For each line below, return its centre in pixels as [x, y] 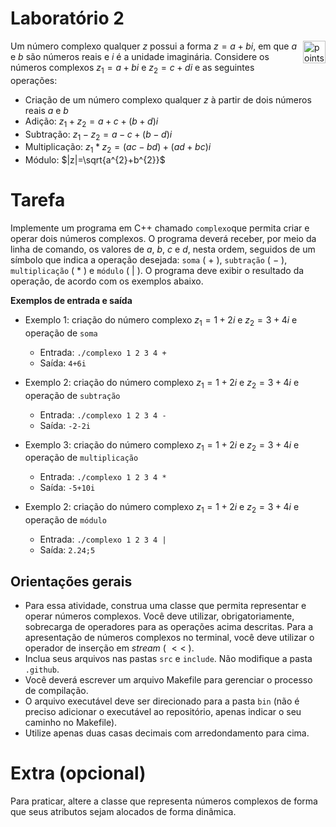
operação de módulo [66, 520]
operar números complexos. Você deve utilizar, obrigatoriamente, [159, 616]
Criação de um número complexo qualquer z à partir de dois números [168, 99]
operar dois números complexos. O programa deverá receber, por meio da [163, 239]
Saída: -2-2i [65, 425]
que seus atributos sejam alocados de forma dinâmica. [123, 811]
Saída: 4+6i [63, 363]
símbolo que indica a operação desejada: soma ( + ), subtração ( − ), [149, 260]
